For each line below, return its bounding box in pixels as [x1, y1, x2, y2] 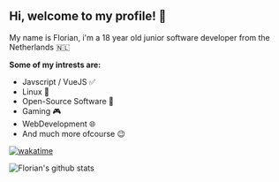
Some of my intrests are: [9, 59, 102, 70]
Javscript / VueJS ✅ [21, 76, 96, 87]
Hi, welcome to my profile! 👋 [9, 9, 167, 24]
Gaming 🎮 [21, 105, 62, 116]
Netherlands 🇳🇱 [9, 42, 71, 52]
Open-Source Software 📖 [21, 95, 115, 106]
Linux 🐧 [21, 86, 50, 97]
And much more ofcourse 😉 [21, 128, 125, 139]
